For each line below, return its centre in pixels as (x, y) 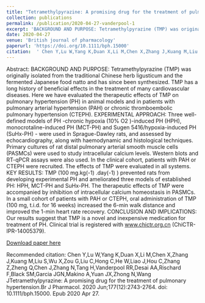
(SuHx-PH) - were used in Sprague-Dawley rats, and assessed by (89, 134)
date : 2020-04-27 (28, 35)
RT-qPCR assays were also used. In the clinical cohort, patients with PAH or (101, 160)
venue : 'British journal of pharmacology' (61, 40)
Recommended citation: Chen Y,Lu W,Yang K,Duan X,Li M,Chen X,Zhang (97, 254)
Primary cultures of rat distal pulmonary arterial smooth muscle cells (92, 146)
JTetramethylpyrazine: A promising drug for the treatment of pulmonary (96, 280)
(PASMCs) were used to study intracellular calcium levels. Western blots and (103, 153)
